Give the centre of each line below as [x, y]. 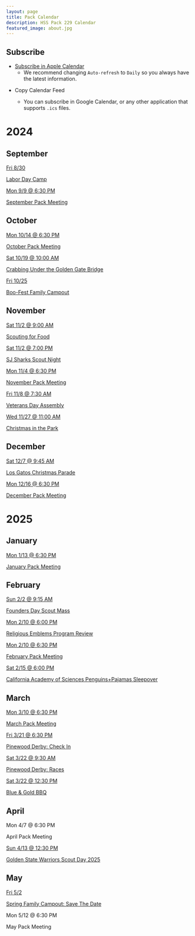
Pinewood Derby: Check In [39, 747]
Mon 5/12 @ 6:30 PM [32, 915]
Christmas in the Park [32, 428]
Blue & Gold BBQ [27, 792]
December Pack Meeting [36, 495]
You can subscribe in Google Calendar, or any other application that [106, 102]
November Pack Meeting [36, 382]
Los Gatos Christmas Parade [41, 472]
